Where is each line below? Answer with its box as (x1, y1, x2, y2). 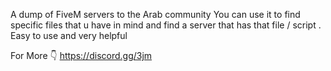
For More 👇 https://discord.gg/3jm (10, 50, 153, 61)
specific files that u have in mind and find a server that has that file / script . (10, 19, 322, 31)
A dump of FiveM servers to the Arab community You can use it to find (10, 9, 301, 20)
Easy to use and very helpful (10, 30, 128, 41)
